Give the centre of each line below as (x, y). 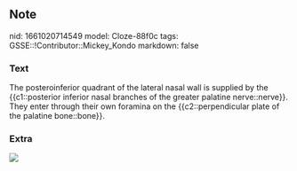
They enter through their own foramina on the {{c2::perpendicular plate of (144, 106)
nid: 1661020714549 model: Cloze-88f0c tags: (94, 35)
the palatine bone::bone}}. (57, 116)
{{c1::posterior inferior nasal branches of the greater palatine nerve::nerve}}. (149, 97)
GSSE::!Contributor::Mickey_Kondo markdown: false (104, 45)
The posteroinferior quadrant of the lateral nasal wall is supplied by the (139, 88)
